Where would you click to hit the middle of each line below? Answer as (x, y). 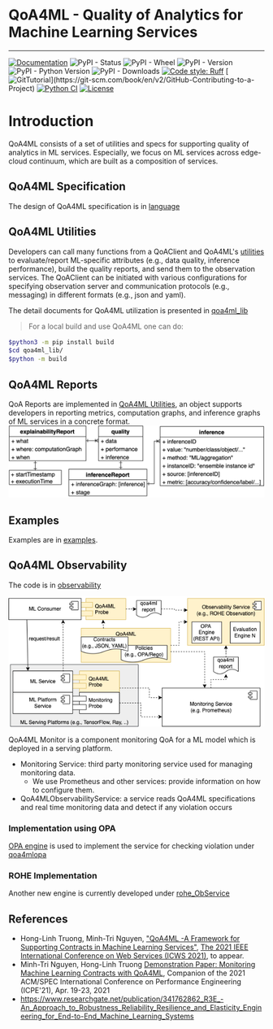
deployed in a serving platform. (61, 748)
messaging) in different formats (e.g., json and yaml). (97, 294)
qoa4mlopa (28, 854)
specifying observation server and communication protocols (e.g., (119, 286)
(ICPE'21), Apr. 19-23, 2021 (65, 990)
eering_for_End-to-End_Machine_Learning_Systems (107, 1016)
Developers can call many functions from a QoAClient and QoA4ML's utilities (136, 251)
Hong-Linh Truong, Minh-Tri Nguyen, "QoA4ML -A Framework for (130, 938)
